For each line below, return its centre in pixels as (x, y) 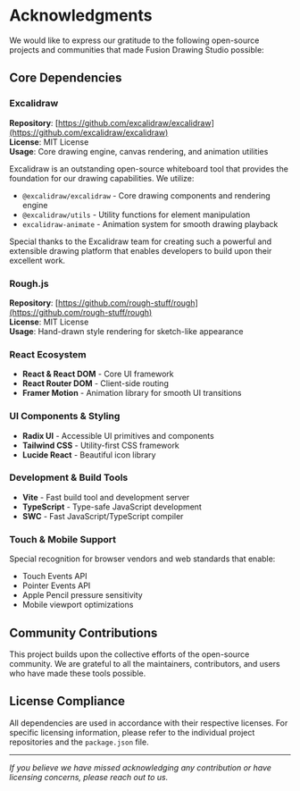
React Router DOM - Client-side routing (96, 383)
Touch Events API (54, 576)
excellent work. (37, 260)
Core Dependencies (66, 78)
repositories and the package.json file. (79, 742)
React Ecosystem (48, 354)
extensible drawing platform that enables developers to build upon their (141, 250)
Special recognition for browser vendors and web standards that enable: (142, 559)
